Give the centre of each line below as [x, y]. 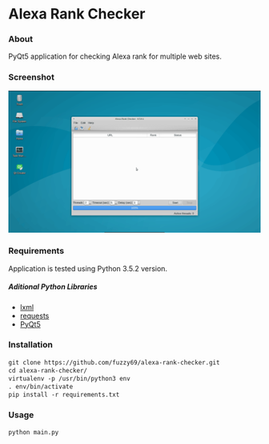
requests [34, 316]
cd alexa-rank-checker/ [48, 370]
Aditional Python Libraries [53, 287]
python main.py [34, 433]
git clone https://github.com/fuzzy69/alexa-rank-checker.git [114, 362]
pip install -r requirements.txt [64, 394]
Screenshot [31, 77]
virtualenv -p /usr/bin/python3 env [69, 378]
